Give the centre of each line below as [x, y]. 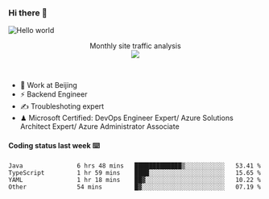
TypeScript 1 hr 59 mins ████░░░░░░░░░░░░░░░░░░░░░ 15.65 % [135, 172]
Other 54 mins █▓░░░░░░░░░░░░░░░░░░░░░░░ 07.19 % [135, 187]
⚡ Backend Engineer [54, 94]
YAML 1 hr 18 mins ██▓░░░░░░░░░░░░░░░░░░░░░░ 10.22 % [135, 180]
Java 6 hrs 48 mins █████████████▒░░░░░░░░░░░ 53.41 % [135, 166]
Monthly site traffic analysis [135, 46]
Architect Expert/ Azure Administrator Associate [99, 126]
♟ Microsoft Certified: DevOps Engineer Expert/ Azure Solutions [126, 118]
